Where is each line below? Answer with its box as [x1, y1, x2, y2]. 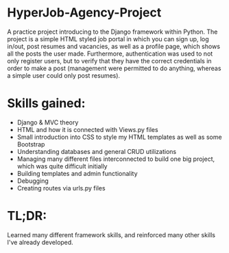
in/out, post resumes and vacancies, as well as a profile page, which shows [7, 42, 221, 50]
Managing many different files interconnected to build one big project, [16, 155, 215, 163]
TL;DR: [7, 208, 47, 224]
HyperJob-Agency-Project [7, 5, 162, 21]
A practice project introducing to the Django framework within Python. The [7, 27, 218, 36]
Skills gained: [7, 96, 86, 111]
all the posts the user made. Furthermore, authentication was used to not [7, 49, 213, 58]
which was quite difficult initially [16, 162, 108, 170]
